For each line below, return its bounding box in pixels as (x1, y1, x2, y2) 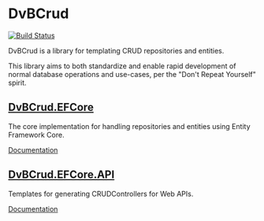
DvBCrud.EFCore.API (8, 168, 115, 182)
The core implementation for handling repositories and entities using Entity (8, 121, 251, 131)
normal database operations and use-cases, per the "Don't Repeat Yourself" (8, 69, 256, 79)
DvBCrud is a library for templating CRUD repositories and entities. (8, 46, 225, 55)
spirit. (8, 78, 27, 87)
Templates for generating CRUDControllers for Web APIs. (8, 189, 194, 198)
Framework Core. (8, 130, 65, 139)
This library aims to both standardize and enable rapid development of (8, 61, 236, 71)
